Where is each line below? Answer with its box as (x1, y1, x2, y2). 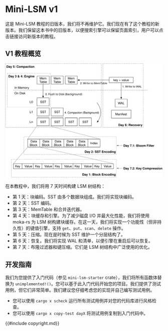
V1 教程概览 (5, 49, 41, 58)
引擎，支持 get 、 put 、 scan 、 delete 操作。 (39, 225, 126, 232)
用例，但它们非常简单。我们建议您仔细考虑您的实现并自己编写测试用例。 (5, 287, 154, 293)
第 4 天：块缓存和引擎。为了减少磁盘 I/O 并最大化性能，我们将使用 (12, 212, 150, 219)
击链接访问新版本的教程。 (5, 33, 58, 39)
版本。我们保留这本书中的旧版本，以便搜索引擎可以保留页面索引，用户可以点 (5, 27, 163, 33)
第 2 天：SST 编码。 (12, 200, 54, 206)
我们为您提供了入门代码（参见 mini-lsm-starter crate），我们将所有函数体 (5, 275, 158, 281)
